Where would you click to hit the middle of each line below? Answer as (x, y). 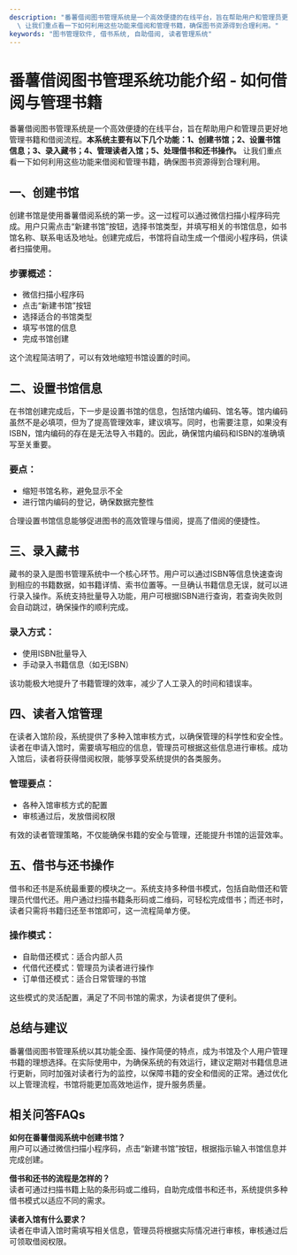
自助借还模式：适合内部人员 (72, 956)
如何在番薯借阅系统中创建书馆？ (67, 1137)
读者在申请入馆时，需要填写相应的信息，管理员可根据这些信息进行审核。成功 (148, 748)
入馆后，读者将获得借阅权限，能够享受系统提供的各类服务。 (118, 758)
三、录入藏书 (44, 551)
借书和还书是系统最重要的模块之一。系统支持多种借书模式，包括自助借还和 (145, 888)
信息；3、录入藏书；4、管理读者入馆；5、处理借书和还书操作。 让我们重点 (146, 150)
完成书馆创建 (45, 339)
